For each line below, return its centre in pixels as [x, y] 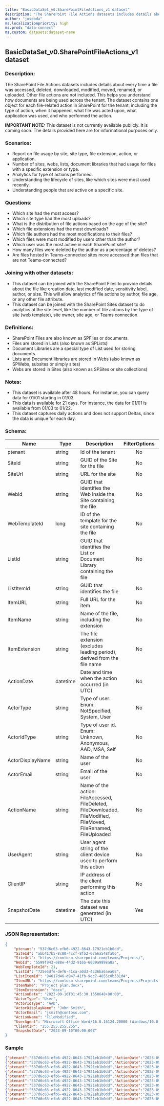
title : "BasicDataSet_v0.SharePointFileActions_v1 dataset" [68, 10]
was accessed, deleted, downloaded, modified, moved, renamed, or [73, 90]
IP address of [95, 875]
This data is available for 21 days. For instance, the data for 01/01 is [79, 403]
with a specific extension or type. [46, 169]
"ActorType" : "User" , [36, 999]
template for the [99, 521]
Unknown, [92, 737]
